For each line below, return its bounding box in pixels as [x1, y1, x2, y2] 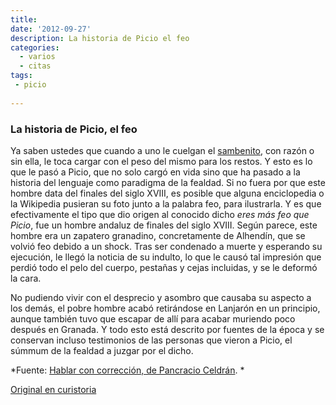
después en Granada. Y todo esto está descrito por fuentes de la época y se [10, 323, 325, 335]
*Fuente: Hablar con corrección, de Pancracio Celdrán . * [10, 364, 245, 376]
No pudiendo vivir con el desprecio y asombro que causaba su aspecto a [10, 291, 312, 303]
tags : [10, 71, 33, 81]
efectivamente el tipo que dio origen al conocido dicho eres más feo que [10, 208, 310, 220]
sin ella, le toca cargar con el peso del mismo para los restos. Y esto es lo [10, 155, 313, 167]
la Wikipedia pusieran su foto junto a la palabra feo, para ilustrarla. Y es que [10, 197, 322, 210]
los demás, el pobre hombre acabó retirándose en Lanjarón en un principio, [10, 302, 321, 314]
